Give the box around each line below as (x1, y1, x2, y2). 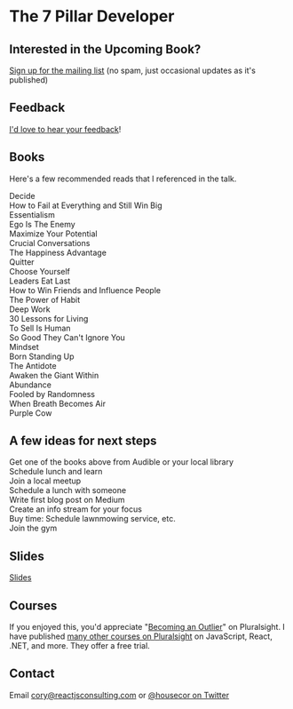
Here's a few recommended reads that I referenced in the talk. (9, 173, 237, 184)
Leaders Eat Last (9, 275, 71, 286)
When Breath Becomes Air (9, 398, 107, 409)
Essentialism (9, 209, 55, 219)
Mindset (9, 341, 40, 352)
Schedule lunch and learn (9, 466, 103, 477)
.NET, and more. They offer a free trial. (9, 641, 151, 651)
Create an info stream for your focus (9, 504, 142, 514)
